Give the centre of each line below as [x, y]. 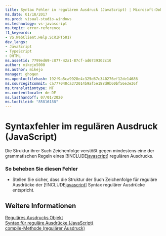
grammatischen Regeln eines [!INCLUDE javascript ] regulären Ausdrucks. [79, 156]
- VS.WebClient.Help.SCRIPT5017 [38, 38]
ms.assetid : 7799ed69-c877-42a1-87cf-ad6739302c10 [58, 60]
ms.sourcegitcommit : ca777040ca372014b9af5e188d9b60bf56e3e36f [72, 83]
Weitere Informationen [41, 206]
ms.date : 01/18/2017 [26, 14]
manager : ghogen [22, 74]
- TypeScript [19, 51]
